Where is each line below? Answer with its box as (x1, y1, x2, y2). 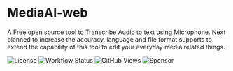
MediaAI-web (7, 5, 88, 21)
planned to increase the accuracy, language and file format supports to (7, 35, 212, 43)
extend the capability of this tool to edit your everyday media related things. (7, 42, 225, 51)
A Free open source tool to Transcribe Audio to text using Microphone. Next (7, 28, 226, 36)
